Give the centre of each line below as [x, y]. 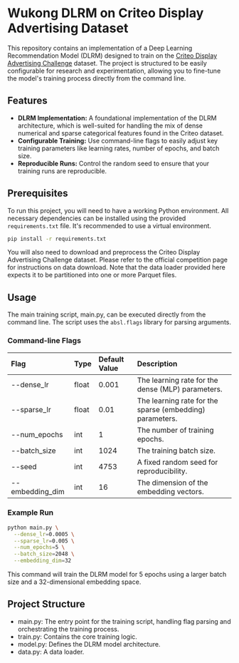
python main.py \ [33, 528]
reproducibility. [162, 471]
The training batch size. [176, 451]
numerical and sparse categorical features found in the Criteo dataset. [121, 133]
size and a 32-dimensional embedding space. [74, 582]
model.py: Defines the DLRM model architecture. [89, 644]
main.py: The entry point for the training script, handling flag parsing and [124, 621]
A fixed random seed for [177, 462]
